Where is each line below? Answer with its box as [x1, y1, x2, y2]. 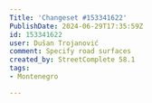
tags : [9, 64, 30, 73]
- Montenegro [9, 72, 59, 81]
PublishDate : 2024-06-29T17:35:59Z [9, 22, 144, 31]
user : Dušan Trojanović [9, 38, 100, 48]
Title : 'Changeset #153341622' [9, 13, 128, 23]
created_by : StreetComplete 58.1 [9, 55, 136, 64]
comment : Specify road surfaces [9, 47, 131, 56]
